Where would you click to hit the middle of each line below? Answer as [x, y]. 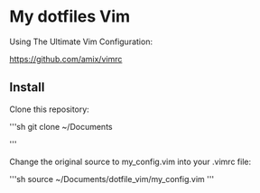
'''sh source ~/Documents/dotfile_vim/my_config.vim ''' [112, 179]
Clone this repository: [50, 109]
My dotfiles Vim [70, 17]
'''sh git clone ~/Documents [61, 126]
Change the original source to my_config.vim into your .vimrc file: [130, 161]
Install [27, 87]
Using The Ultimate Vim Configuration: [81, 41]
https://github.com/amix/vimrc [66, 59]
